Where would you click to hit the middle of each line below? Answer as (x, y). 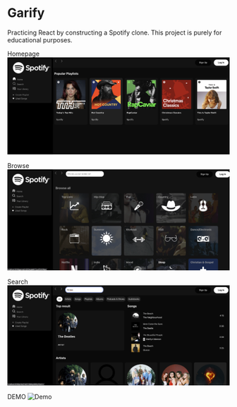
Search (18, 281)
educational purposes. (40, 40)
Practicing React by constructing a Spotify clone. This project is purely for (115, 32)
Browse (18, 166)
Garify (26, 13)
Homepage (24, 54)
